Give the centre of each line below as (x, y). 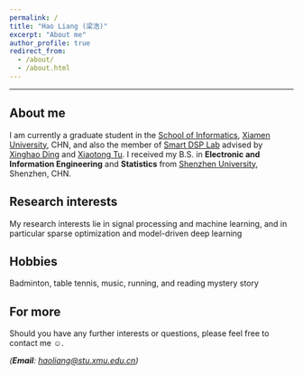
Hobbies (34, 262)
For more (35, 311)
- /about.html (44, 69)
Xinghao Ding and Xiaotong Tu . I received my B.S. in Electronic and (135, 154)
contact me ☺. (37, 343)
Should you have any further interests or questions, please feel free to (139, 333)
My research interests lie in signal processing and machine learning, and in (148, 223)
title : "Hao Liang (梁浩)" (59, 26)
